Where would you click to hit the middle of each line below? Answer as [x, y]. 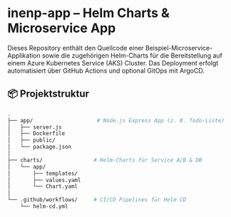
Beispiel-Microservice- [179, 48]
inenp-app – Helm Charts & [88, 13]
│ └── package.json [40, 147]
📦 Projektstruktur [48, 94]
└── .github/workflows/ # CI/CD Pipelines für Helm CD [97, 200]
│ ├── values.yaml [44, 180]
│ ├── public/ [31, 140]
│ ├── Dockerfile [36, 134]
